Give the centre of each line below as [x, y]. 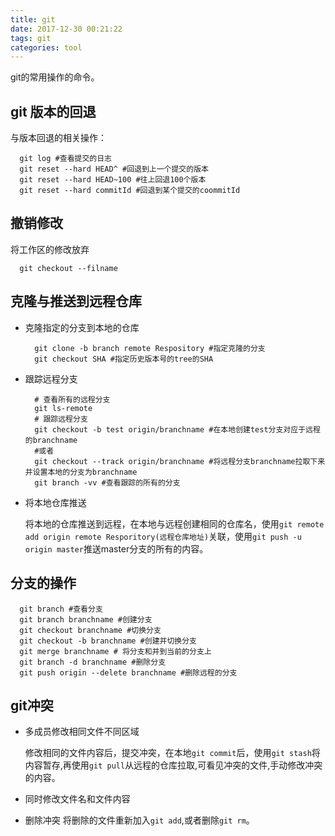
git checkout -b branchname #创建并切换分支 [108, 641]
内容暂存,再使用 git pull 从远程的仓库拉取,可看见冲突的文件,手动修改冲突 [173, 765]
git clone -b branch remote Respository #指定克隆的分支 [150, 348]
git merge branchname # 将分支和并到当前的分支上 [115, 651]
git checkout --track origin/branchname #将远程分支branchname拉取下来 [180, 461]
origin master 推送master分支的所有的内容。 [116, 548]
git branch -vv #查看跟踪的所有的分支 [107, 482]
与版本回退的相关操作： [58, 138]
